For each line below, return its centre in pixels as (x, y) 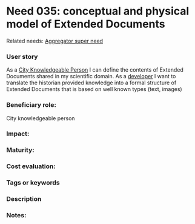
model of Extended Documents (86, 24)
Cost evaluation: (31, 166)
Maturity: (20, 150)
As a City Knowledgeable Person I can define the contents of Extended (95, 70)
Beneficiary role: (31, 105)
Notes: (16, 216)
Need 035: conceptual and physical (98, 11)
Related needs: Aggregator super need (55, 41)
